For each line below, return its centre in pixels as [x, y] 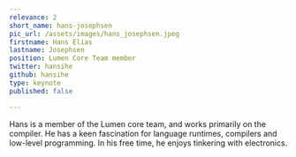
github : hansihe [39, 75]
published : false [41, 91]
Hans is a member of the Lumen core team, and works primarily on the [138, 123]
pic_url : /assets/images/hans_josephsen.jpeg [94, 34]
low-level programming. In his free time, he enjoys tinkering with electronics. [148, 143]
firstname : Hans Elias [51, 42]
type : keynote [35, 83]
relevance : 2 [33, 17]
